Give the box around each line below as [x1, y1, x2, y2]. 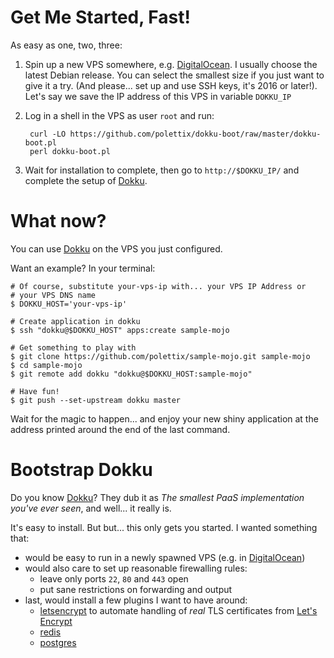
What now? [10, 210, 107, 233]
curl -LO [29, 129, 67, 139]
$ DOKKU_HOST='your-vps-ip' [10, 299, 128, 309]
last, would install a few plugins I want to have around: [24, 594, 248, 606]
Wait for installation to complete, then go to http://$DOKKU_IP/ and [24, 164, 300, 176]
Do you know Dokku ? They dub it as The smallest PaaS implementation [10, 491, 305, 503]
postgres [39, 636, 77, 648]
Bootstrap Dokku [10, 459, 153, 481]
